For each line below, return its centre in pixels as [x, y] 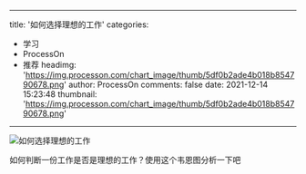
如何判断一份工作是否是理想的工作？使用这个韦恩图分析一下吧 [125, 160]
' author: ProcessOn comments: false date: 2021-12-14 [166, 84]
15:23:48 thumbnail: [60, 94]
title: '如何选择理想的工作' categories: [79, 24]
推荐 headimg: [50, 65]
